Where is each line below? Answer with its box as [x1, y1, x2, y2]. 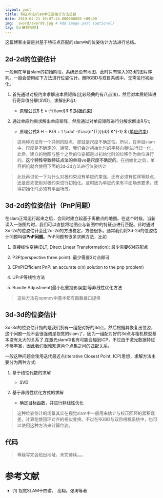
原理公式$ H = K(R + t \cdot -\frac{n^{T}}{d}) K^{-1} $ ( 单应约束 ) [19, 128, 149, 134]
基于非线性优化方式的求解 [12, 389, 64, 395]
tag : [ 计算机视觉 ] [5, 25, 39, 30]
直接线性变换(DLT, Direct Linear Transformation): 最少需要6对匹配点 [12, 244, 148, 250]
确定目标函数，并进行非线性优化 [19, 399, 84, 405]
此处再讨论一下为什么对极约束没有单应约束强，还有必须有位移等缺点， [17, 174, 159, 179]
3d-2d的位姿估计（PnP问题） [5, 201, 94, 210]
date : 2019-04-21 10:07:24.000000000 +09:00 [5, 16, 97, 21]
